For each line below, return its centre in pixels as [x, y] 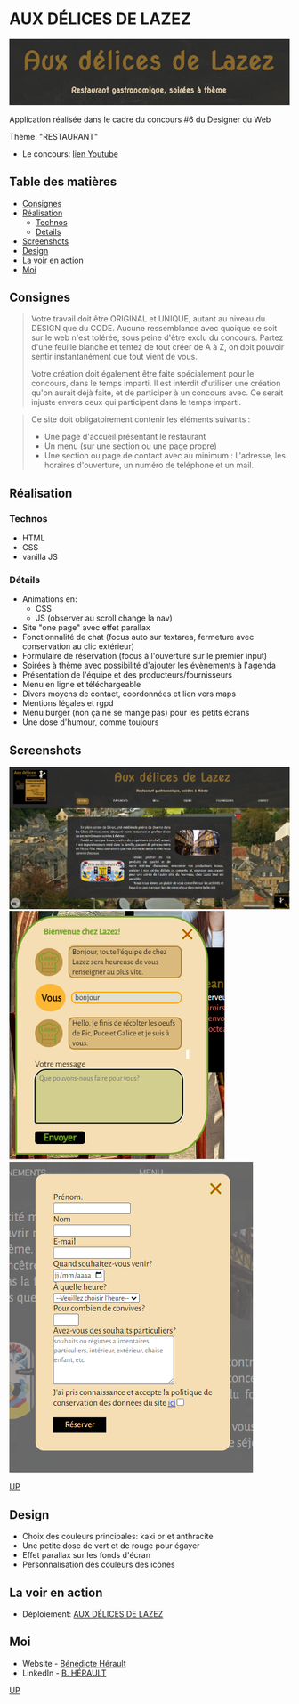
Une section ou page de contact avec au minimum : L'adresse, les [165, 456]
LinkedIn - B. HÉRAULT [64, 1673]
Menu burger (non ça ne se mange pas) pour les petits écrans [136, 713]
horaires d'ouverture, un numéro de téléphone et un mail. [149, 465]
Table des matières [63, 182]
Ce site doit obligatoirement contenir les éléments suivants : [141, 419]
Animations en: [49, 599]
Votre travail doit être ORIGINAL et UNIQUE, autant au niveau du [148, 319]
